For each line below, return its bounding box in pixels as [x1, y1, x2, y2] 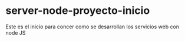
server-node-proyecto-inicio [5, 4, 150, 17]
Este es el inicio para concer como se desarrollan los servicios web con [5, 23, 180, 30]
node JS [5, 29, 26, 36]
